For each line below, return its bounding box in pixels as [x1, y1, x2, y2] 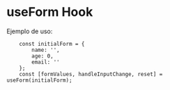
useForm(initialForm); [6, 77, 72, 84]
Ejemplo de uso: [6, 27, 53, 35]
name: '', [31, 46, 60, 53]
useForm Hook [6, 4, 93, 20]
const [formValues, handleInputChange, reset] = [19, 71, 163, 78]
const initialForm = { [19, 40, 85, 47]
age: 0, [31, 53, 54, 60]
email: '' [31, 58, 60, 66]
